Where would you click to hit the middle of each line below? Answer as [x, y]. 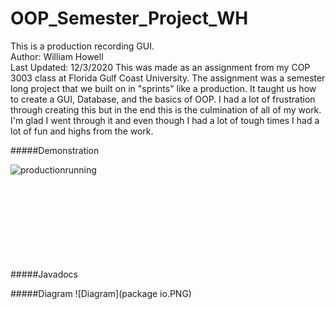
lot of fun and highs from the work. [82, 131]
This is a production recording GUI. [82, 46]
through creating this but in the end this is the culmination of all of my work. [166, 109]
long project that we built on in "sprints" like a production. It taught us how [163, 88]
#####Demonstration [55, 150]
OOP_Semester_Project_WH [129, 18]
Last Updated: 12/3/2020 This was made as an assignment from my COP [160, 67]
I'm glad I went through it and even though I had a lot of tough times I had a [165, 120]
